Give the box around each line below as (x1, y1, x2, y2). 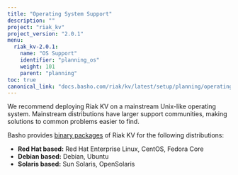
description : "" (7, 17, 55, 24)
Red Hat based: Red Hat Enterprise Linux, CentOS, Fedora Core (17, 145, 204, 153)
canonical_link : (7, 83, 55, 90)
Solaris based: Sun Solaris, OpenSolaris (17, 160, 135, 169)
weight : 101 (20, 63, 55, 70)
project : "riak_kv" (7, 23, 65, 30)
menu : (7, 37, 23, 44)
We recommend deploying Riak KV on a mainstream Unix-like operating (7, 102, 216, 111)
